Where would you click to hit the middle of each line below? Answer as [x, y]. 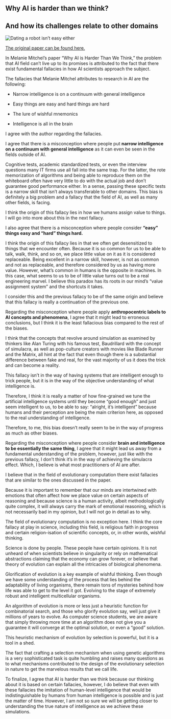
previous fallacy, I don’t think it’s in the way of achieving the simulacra [79, 460]
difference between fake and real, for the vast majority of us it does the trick [86, 360]
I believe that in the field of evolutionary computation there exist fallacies [82, 475]
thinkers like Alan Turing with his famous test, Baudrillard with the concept [83, 344]
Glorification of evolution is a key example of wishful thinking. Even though [84, 574]
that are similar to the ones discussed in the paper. [58, 480]
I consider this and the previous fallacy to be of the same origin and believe [84, 297]
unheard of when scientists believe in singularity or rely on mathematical [82, 553]
